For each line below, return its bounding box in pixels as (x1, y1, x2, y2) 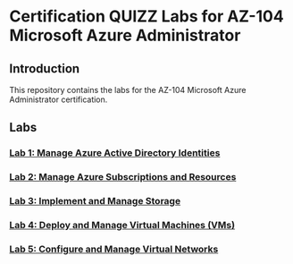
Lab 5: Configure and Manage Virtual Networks (9, 243, 219, 255)
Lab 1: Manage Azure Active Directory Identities (9, 147, 221, 159)
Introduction (9, 61, 80, 76)
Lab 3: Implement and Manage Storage (9, 195, 181, 208)
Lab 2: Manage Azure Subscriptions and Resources (9, 171, 237, 183)
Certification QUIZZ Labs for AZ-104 (9, 6, 284, 27)
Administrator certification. (9, 94, 108, 105)
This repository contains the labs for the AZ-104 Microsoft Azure (9, 85, 247, 95)
